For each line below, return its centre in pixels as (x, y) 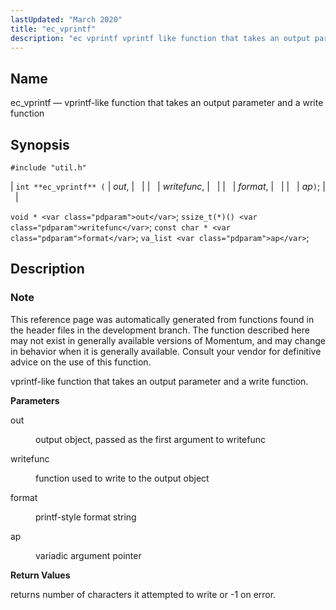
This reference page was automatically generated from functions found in (162, 319)
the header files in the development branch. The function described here (160, 330)
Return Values (40, 575)
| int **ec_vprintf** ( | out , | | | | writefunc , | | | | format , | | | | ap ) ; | (168, 186)
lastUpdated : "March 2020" (66, 19)
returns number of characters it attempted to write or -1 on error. (143, 594)
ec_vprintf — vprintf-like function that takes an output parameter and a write (167, 103)
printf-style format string (86, 517)
